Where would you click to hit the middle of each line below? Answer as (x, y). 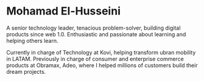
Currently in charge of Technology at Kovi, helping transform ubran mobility (101, 52)
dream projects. (26, 71)
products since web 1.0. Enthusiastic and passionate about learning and (96, 34)
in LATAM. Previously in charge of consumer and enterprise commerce (95, 59)
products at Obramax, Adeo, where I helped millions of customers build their (102, 65)
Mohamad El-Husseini (63, 11)
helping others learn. (32, 40)
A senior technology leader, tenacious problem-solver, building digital (93, 28)
